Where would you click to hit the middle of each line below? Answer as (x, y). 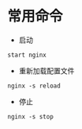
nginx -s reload (34, 86)
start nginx (27, 55)
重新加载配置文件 (47, 70)
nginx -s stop (31, 116)
